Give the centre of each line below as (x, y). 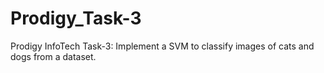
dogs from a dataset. (53, 56)
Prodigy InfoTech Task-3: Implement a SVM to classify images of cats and (162, 46)
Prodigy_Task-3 (76, 18)
